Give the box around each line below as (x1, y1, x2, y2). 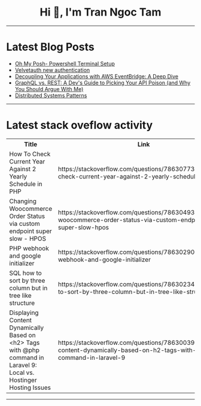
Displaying (9, 308, 39, 317)
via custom (9, 219, 40, 228)
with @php (9, 346, 40, 354)
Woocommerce (9, 204, 53, 213)
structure (9, 299, 35, 307)
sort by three (9, 276, 45, 284)
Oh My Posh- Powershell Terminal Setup (14, 60, 115, 67)
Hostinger (9, 375, 37, 384)
